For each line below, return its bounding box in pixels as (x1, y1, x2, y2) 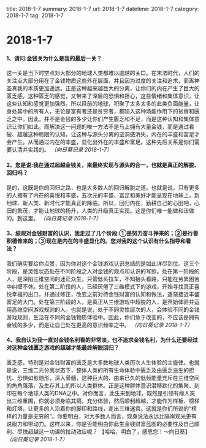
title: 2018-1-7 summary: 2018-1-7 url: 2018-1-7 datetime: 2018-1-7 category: (6, 6, 199, 12)
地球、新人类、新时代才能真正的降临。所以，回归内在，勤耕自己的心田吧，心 (6, 199, 200, 206)
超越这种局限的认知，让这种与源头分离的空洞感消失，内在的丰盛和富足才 (17, 131, 200, 138)
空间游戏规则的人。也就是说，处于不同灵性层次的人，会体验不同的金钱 (22, 306, 200, 313)
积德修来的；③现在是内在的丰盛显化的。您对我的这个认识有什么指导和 (6, 238, 186, 245)
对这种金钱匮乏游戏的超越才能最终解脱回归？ (6, 344, 120, 352)
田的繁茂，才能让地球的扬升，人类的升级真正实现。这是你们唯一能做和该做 (6, 207, 194, 214)
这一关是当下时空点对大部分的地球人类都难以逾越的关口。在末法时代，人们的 (6, 69, 200, 77)
